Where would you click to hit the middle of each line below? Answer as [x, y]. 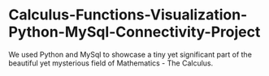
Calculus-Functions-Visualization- [128, 15]
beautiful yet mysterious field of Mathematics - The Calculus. [111, 63]
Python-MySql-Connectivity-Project [134, 32]
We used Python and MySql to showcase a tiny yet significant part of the [130, 54]
